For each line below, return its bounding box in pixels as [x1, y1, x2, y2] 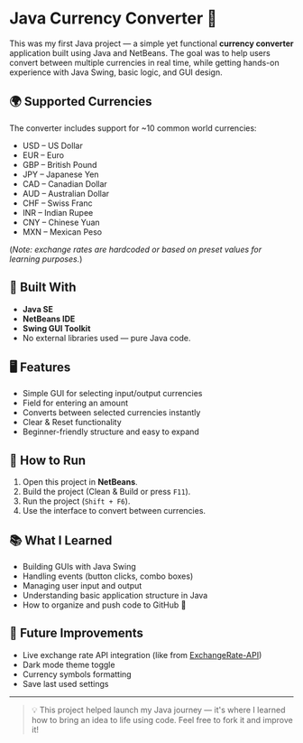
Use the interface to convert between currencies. [22, 506, 206, 516]
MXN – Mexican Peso [22, 226, 102, 237]
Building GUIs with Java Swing [22, 562, 137, 571]
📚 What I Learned [9, 533, 113, 548]
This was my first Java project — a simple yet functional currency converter [9, 38, 294, 49]
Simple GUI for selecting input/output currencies [22, 388, 203, 399]
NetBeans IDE [22, 313, 76, 324]
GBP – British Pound [22, 159, 97, 170]
